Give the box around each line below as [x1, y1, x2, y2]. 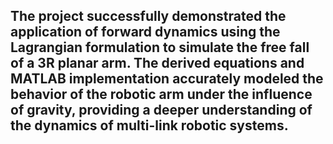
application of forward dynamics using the [10, 24, 281, 41]
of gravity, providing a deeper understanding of [10, 102, 313, 119]
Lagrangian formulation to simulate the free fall [10, 39, 310, 56]
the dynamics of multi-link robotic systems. [10, 117, 289, 134]
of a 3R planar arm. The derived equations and [10, 55, 305, 72]
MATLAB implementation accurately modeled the [10, 70, 324, 88]
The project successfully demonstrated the [10, 8, 287, 25]
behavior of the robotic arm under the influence [10, 86, 313, 103]
